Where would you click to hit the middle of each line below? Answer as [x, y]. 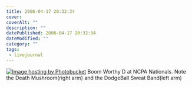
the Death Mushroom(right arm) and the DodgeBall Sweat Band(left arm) [94, 78]
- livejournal [26, 55]
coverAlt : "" [22, 22]
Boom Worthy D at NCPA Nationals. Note [137, 71]
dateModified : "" [27, 39]
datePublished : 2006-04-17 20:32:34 [51, 33]
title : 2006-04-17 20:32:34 [41, 11]
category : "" [22, 44]
